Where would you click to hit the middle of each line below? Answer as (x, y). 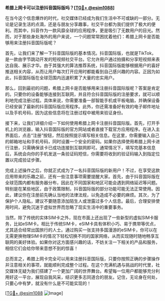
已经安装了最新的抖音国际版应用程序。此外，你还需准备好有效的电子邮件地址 (82, 107)
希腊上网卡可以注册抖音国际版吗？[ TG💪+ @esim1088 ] (60, 8)
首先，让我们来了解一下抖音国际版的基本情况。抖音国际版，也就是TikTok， (81, 53)
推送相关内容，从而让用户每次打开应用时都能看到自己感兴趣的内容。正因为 (80, 71)
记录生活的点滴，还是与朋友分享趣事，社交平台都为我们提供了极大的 (82, 24)
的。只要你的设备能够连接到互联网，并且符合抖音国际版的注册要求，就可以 (80, 94)
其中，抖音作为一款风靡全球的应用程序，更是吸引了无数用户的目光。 (87, 30)
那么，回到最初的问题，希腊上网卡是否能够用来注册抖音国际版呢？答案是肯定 (82, 88)
